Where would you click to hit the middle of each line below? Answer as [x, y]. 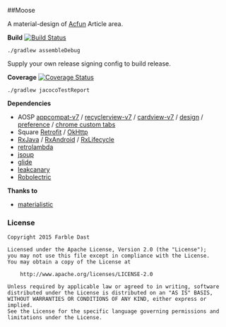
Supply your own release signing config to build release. [89, 64]
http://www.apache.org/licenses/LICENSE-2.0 [87, 275]
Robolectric [34, 177]
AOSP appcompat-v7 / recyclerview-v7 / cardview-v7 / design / [110, 117]
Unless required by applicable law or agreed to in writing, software [113, 287]
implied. [20, 305]
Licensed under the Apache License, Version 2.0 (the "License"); [107, 250]
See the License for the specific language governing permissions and [113, 311]
